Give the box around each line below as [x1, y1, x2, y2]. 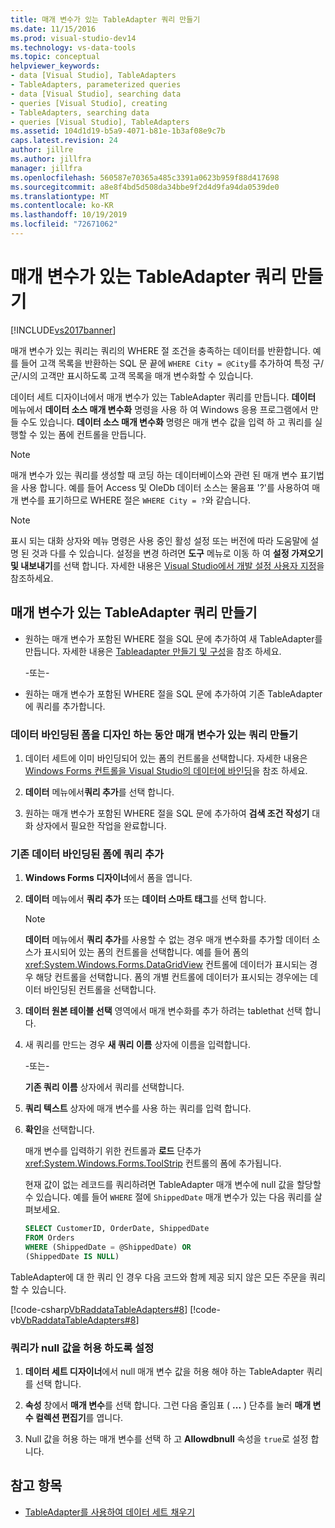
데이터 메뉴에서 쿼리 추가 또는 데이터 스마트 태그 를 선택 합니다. [24, 893, 267, 905]
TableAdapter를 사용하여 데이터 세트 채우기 [24, 1506, 196, 1518]
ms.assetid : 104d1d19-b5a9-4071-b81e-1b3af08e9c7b [10, 126, 226, 136]
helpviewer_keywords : [10, 61, 101, 71]
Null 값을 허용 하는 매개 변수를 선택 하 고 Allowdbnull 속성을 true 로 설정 [24, 1433, 309, 1445]
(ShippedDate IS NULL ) [24, 1251, 120, 1261]
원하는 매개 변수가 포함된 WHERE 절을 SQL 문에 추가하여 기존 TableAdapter [24, 687, 323, 700]
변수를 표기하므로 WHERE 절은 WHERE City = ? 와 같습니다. [20, 494, 252, 506]
